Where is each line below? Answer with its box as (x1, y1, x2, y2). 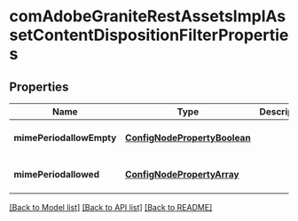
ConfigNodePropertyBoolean (125, 131, 251, 144)
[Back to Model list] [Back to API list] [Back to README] (9, 202, 213, 212)
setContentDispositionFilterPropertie (9, 25, 289, 45)
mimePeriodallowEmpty (13, 131, 117, 144)
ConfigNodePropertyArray (125, 169, 239, 180)
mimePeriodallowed (13, 169, 100, 180)
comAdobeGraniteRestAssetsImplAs (9, 6, 286, 27)
